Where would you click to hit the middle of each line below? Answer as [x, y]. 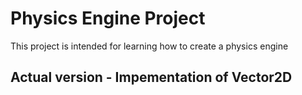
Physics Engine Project [108, 18]
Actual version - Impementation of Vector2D [151, 77]
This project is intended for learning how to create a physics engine [149, 46]
